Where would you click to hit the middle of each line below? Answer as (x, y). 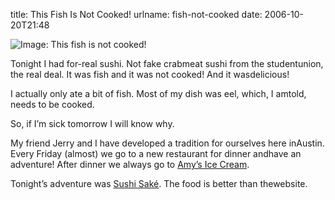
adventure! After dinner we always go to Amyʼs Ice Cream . (130, 164)
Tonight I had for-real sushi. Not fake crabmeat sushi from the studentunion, (167, 63)
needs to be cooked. (52, 104)
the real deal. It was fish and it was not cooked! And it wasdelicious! (150, 74)
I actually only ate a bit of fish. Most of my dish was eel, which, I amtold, (158, 93)
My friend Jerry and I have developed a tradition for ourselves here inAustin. (167, 143)
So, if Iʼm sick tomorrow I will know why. (92, 123)
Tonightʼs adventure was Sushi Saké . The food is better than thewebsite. (159, 183)
